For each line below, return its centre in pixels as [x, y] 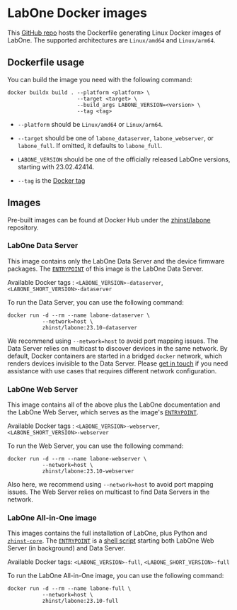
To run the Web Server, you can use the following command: [96, 446]
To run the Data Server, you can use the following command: [96, 302]
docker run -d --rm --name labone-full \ [69, 589]
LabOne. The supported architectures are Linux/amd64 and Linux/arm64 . [111, 40]
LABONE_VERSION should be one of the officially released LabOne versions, [124, 159]
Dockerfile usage [46, 63]
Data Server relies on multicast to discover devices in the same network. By [117, 348]
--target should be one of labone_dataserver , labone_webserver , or [116, 138]
